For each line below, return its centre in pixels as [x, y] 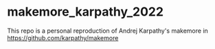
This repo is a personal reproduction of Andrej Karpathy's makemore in [107, 31]
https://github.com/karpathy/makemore [63, 37]
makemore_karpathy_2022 [85, 12]
